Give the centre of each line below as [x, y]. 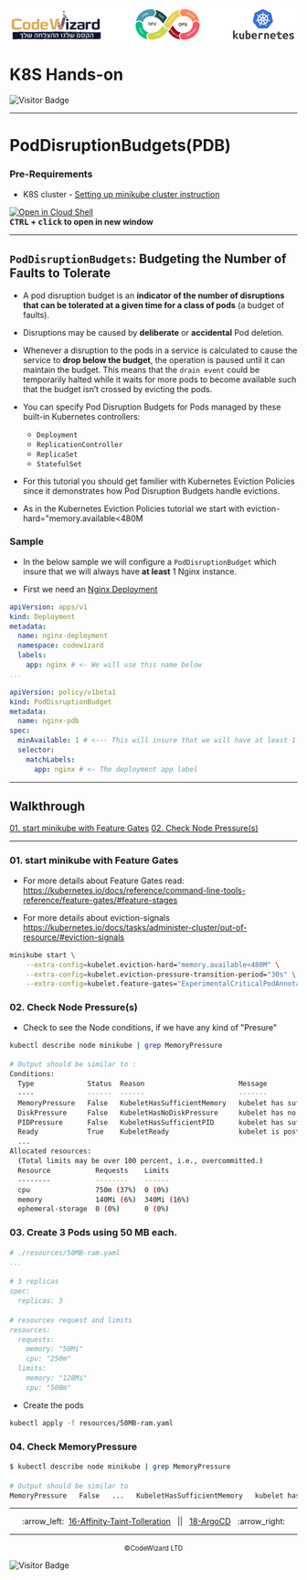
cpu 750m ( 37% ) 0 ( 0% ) [94, 1190]
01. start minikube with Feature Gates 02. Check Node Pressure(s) [134, 828]
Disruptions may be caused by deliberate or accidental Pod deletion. [153, 332]
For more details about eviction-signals [96, 917]
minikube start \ [42, 955]
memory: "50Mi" [55, 1349]
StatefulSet [59, 464]
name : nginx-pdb [48, 721]
